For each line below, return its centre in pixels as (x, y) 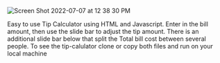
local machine (27, 53)
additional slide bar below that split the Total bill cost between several (107, 39)
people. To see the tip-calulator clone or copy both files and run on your (110, 46)
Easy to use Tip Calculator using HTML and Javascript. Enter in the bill (108, 24)
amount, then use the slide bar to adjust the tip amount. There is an (103, 31)
